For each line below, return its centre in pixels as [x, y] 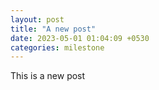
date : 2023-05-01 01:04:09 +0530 [80, 38]
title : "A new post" [53, 29]
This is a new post [48, 76]
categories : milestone [57, 47]
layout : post [37, 19]
